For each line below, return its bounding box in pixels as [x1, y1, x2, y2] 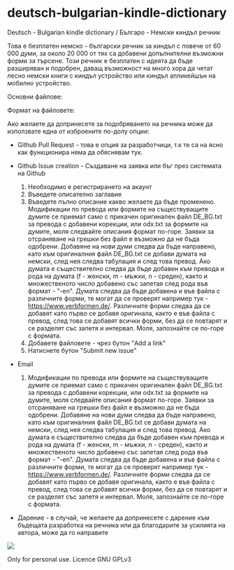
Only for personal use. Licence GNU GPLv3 [7, 555, 131, 563]
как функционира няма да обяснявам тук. [17, 148, 143, 156]
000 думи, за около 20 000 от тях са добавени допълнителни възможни [7, 49, 224, 57]
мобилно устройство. [7, 78, 72, 87]
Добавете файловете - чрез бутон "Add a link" [27, 338, 166, 347]
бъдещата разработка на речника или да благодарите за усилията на [17, 520, 226, 529]
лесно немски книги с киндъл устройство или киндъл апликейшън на [7, 71, 217, 80]
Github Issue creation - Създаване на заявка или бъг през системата [17, 161, 222, 169]
